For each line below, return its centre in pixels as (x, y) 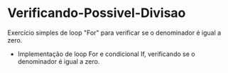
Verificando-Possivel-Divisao (97, 13)
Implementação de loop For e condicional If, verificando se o (106, 54)
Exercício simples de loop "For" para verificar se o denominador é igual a (114, 33)
